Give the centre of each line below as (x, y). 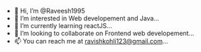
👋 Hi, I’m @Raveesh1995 (49, 11)
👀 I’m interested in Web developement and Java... (87, 18)
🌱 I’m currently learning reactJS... (63, 26)
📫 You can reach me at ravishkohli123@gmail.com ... (91, 41)
